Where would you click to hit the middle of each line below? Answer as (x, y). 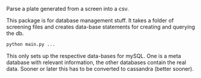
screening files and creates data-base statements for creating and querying (101, 27)
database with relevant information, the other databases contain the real (96, 62)
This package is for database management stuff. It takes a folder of (90, 20)
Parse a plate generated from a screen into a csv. (68, 9)
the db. (15, 33)
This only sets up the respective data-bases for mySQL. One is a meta (94, 56)
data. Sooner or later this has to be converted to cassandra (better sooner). (100, 68)
